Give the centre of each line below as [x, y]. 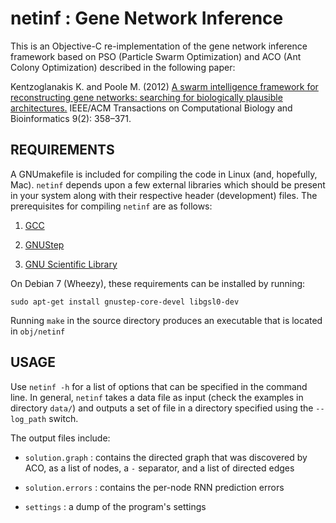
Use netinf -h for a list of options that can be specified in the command [159, 386]
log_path [28, 419]
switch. [63, 418]
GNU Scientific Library [71, 264]
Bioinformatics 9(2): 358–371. [71, 118]
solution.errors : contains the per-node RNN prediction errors [154, 487]
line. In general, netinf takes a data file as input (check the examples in [157, 397]
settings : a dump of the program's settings [115, 506]
